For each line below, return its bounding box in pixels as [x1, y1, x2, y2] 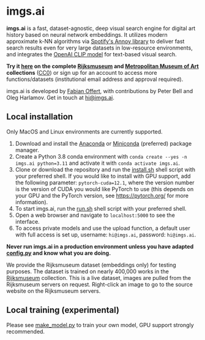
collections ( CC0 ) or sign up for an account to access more [6, 69, 157, 76]
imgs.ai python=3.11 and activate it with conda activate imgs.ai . [15, 159, 181, 167]
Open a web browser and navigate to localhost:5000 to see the [15, 211, 176, 219]
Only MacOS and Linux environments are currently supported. [6, 127, 163, 135]
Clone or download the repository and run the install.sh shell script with [15, 165, 196, 173]
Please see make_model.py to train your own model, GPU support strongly [6, 321, 194, 328]
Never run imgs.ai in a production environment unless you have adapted [6, 243, 194, 250]
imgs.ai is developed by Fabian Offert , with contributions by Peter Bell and [6, 87, 193, 94]
